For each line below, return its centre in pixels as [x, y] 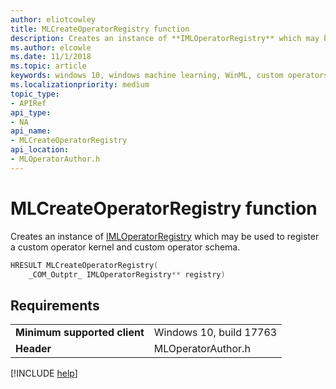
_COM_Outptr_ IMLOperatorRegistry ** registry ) [127, 274]
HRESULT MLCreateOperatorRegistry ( [84, 265]
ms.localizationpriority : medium [80, 85]
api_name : [31, 131]
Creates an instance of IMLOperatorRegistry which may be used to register [165, 236]
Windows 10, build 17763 [215, 333]
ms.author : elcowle [51, 47]
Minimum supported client [80, 333]
